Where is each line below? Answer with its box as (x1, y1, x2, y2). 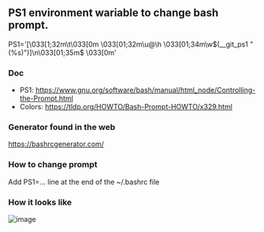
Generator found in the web (8, 122, 116, 133)
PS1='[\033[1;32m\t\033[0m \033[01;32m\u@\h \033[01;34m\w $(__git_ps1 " (8, 39, 254, 49)
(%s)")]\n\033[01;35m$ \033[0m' (8, 47, 117, 57)
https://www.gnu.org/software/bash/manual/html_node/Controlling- (35, 86, 256, 95)
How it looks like (8, 197, 73, 208)
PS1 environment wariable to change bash (8, 6, 219, 20)
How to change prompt (8, 159, 98, 170)
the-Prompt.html (19, 94, 73, 103)
